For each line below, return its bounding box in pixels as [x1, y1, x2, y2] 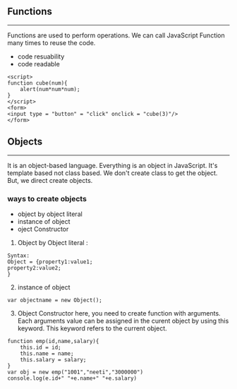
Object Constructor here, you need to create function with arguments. [17, 309, 221, 317]
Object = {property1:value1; [7, 258, 93, 265]
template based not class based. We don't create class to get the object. [7, 169, 218, 177]
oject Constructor [17, 225, 69, 233]
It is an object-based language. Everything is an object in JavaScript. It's [7, 161, 218, 169]
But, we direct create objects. [7, 176, 93, 184]
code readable [17, 59, 60, 68]
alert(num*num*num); [20, 85, 80, 92]
